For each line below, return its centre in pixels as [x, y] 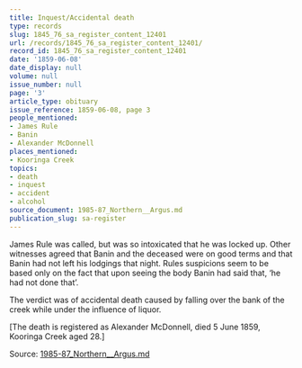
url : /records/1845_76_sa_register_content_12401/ [106, 43]
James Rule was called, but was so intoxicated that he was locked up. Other [150, 244]
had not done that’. [44, 282]
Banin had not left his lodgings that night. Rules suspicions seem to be [139, 263]
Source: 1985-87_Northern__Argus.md [80, 354]
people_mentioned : [44, 118]
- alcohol [28, 202]
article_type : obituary [54, 101]
